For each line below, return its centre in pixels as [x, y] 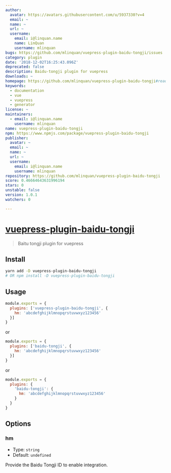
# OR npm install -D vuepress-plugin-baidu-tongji [60, 276]
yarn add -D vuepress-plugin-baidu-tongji [51, 271]
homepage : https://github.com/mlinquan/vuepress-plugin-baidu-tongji [81, 81]
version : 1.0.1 [21, 195]
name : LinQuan [29, 43]
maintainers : [19, 114]
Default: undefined [32, 455]
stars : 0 [15, 186]
